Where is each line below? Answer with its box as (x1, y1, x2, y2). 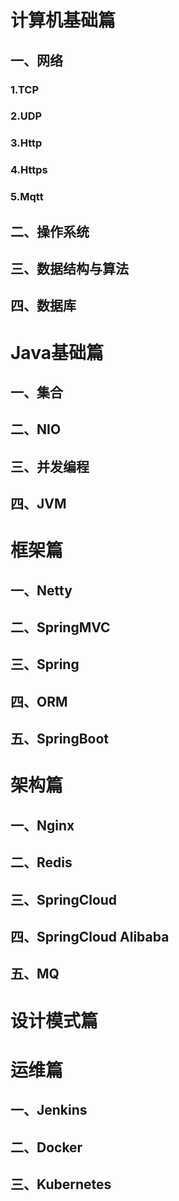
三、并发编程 (10, 458, 90, 475)
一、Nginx (10, 817, 75, 834)
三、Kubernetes (10, 1176, 112, 1193)
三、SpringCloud (10, 891, 118, 908)
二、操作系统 (10, 223, 90, 240)
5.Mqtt (10, 190, 44, 204)
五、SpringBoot (10, 731, 110, 748)
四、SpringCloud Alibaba (10, 929, 170, 945)
